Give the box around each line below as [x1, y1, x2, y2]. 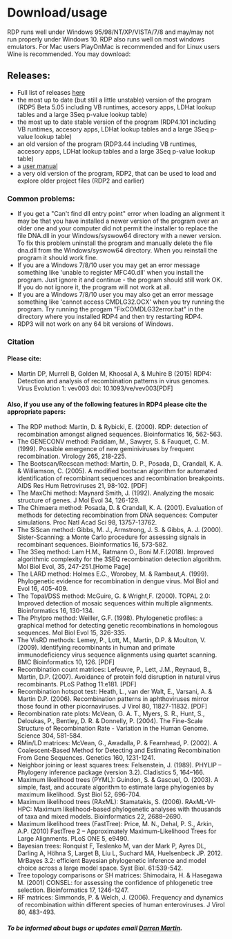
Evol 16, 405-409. [17, 585, 68, 593]
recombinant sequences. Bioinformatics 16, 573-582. [17, 540, 168, 549]
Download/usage [7, 5, 108, 21]
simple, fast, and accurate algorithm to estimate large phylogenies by [17, 783, 214, 792]
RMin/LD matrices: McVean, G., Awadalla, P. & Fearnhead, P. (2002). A [17, 739, 217, 747]
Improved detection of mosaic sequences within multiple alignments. [17, 599, 213, 608]
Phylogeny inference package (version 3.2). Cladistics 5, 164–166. [17, 768, 205, 776]
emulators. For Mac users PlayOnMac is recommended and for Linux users [7, 42, 220, 51]
